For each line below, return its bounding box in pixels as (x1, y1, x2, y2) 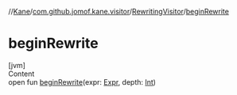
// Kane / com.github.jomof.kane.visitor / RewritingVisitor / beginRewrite (8, 7, 229, 16)
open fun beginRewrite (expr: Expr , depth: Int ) (8, 77, 157, 86)
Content (8, 69, 35, 78)
